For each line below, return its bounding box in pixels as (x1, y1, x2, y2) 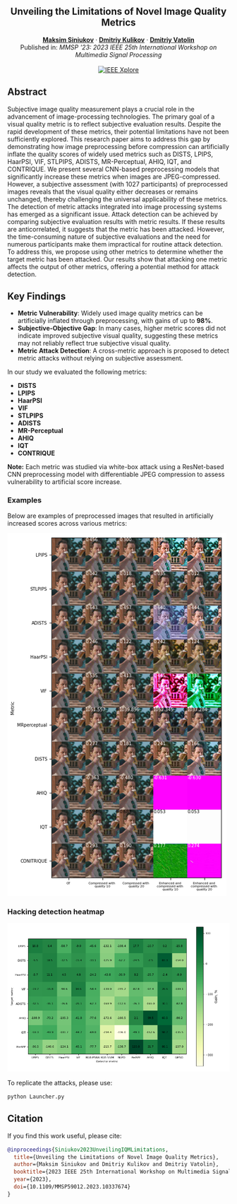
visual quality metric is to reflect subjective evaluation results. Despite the (7, 119, 221, 128)
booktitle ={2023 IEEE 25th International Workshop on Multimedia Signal (13, 1169, 232, 1176)
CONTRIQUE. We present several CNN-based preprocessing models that (7, 165, 220, 173)
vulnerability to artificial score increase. (7, 478, 122, 486)
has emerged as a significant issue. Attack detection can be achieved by (7, 210, 219, 218)
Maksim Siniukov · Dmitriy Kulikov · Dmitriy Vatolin (42, 35, 195, 44)
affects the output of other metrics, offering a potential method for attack (7, 262, 219, 271)
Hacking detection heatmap (7, 907, 104, 916)
